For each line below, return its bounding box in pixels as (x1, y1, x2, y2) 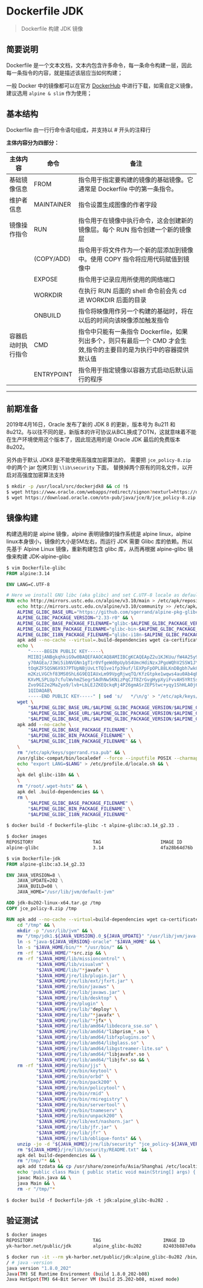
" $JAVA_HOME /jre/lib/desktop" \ (36, 995, 118, 1001)
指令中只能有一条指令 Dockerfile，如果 (78, 327, 188, 336)
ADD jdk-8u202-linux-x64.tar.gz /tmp (6, 900, 101, 906)
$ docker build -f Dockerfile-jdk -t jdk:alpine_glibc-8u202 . (6, 1197, 169, 1203)
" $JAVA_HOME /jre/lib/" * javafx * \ (36, 1012, 120, 1018)
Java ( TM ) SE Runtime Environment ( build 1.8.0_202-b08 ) (6, 1270, 150, 1277)
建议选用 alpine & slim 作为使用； (6, 89, 92, 97)
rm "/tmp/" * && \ (17, 1158, 61, 1164)
